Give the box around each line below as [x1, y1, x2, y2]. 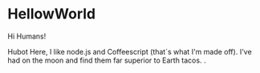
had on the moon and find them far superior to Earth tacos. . [7, 55, 206, 65]
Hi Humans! [7, 31, 47, 41]
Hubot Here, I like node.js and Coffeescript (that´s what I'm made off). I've [7, 47, 252, 56]
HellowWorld [7, 5, 96, 23]
